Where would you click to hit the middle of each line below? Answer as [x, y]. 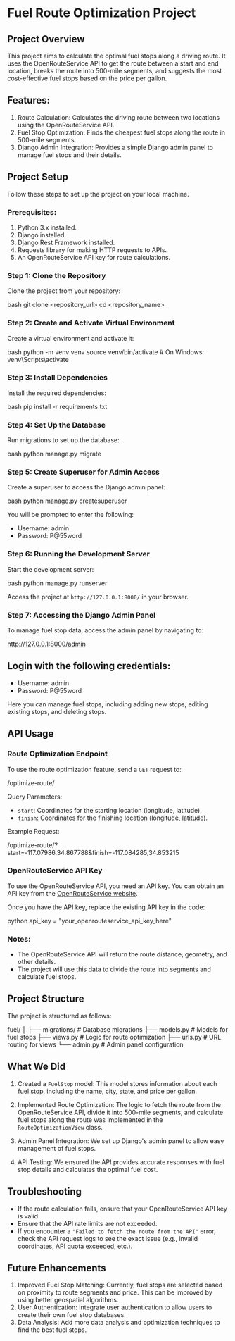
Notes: [19, 939]
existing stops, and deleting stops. [57, 711]
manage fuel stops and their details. [69, 155]
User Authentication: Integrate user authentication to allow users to [115, 1307]
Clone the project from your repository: [64, 291]
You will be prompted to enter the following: [71, 515]
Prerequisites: [32, 212]
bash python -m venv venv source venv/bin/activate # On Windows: [106, 352]
